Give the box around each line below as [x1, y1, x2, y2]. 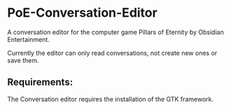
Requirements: [7, 77, 73, 88]
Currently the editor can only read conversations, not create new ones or [7, 49, 218, 57]
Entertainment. [7, 35, 50, 43]
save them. [7, 56, 40, 64]
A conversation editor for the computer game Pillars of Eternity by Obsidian [7, 28, 224, 36]
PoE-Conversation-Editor [7, 5, 157, 21]
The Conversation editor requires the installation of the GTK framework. [7, 95, 214, 103]
